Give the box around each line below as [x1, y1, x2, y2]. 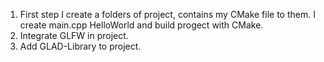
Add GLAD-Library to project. [19, 40, 142, 52]
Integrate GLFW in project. [19, 30, 129, 41]
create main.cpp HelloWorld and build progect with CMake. [19, 19, 264, 31]
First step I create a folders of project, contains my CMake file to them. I [19, 9, 316, 20]
